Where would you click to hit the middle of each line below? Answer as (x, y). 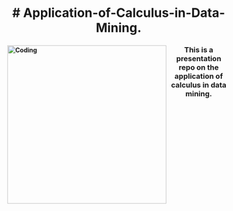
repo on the (199, 68)
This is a (199, 50)
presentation (199, 59)
